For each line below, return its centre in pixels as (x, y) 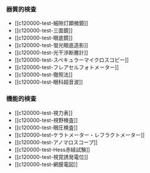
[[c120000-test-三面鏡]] (44, 31)
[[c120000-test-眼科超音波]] (49, 82)
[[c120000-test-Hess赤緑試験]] (52, 149)
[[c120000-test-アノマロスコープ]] (56, 142)
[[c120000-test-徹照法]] (44, 75)
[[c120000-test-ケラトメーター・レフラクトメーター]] (80, 135)
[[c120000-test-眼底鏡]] (44, 38)
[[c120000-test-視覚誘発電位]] (51, 157)
